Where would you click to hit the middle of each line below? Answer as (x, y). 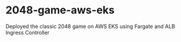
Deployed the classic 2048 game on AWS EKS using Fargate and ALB (90, 26)
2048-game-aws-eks (60, 10)
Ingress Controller (28, 32)
